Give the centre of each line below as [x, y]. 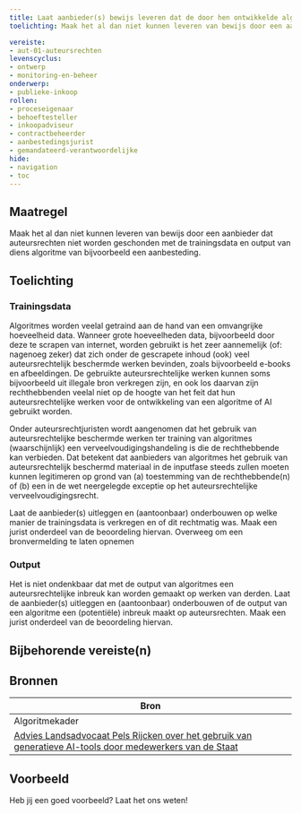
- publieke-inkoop [43, 92]
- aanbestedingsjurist [52, 143]
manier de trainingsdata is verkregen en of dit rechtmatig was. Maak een [143, 522]
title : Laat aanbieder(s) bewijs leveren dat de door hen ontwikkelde [144, 17]
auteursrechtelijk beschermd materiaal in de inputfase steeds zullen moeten [149, 466]
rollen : [24, 100]
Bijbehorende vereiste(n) [81, 650]
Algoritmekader [46, 721]
